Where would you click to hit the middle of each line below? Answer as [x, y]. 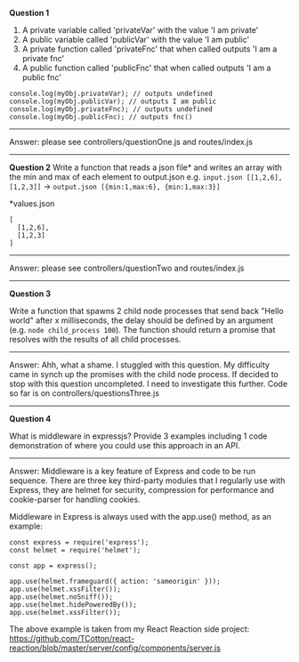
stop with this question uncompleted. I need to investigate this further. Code [148, 383]
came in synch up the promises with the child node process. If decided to [144, 374]
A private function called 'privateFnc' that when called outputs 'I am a [149, 49]
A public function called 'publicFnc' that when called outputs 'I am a [146, 68]
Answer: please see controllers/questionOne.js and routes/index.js [131, 142]
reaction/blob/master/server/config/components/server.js [115, 648]
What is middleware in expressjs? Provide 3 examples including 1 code [138, 436]
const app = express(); [53, 566]
